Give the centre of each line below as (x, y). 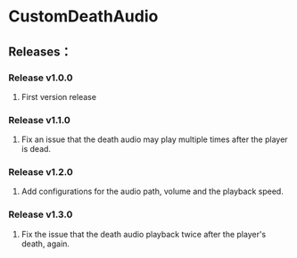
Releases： (40, 51)
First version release (59, 96)
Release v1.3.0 (41, 214)
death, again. (45, 244)
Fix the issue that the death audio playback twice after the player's (144, 234)
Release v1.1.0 (39, 120)
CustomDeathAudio (83, 17)
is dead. (36, 149)
